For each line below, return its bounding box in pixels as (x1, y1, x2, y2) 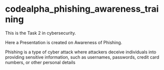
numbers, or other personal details (5, 59, 76, 65)
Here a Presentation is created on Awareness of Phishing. (5, 39, 123, 45)
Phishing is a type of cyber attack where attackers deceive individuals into (5, 49, 157, 55)
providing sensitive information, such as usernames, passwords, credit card (5, 54, 160, 60)
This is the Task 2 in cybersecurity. (5, 30, 77, 36)
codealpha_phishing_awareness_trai (5, 3, 159, 15)
